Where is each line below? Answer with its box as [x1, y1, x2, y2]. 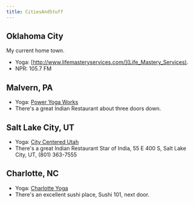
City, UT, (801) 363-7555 [15, 151, 77, 158]
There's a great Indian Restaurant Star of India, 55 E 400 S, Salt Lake [15, 145, 186, 152]
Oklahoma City [6, 31, 63, 42]
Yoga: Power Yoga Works [15, 99, 79, 106]
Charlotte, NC [6, 168, 59, 179]
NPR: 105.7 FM [15, 65, 52, 72]
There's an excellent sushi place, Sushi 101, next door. [15, 191, 150, 198]
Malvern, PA [6, 82, 53, 93]
